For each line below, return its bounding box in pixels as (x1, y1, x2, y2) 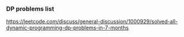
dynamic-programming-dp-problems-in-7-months (6, 24, 129, 31)
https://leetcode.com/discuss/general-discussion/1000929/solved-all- (6, 18, 178, 25)
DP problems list (6, 5, 54, 13)
